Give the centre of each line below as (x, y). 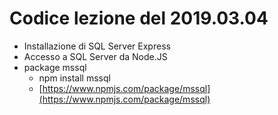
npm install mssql (74, 78)
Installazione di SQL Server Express (97, 46)
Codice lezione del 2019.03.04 (139, 18)
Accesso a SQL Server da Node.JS (95, 56)
